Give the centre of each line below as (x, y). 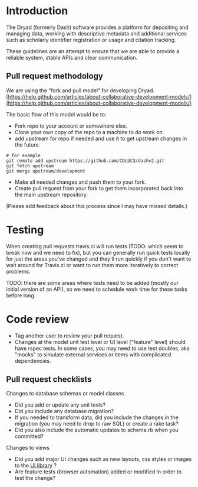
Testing (25, 230)
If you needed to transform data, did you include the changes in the (96, 417)
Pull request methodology (55, 76)
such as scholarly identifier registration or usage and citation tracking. (91, 40)
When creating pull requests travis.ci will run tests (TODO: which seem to (95, 246)
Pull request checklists (49, 379)
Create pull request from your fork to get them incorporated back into (99, 188)
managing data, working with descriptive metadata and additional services (97, 33)
